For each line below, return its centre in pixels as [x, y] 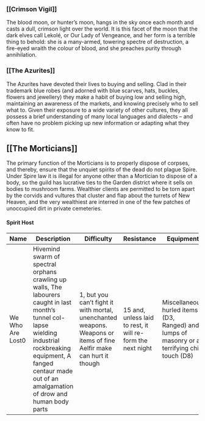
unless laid [138, 317]
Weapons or [97, 333]
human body [51, 401]
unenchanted [98, 317]
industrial [46, 340]
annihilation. [22, 55]
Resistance [140, 239]
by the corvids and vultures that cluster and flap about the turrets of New [98, 196]
